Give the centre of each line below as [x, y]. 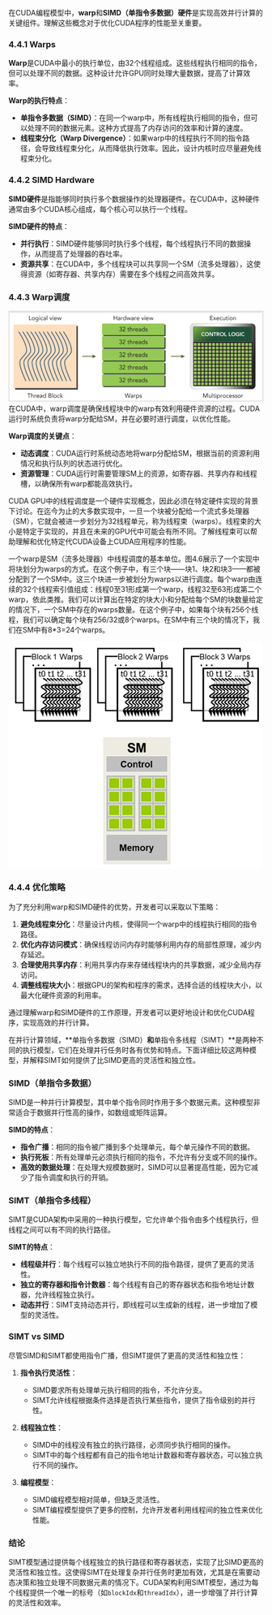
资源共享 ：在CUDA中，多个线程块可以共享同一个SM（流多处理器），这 [137, 264]
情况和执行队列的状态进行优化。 [73, 463]
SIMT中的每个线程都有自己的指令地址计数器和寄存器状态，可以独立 [144, 1455]
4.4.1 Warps [32, 44]
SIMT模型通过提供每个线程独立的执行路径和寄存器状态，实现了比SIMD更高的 [136, 1562]
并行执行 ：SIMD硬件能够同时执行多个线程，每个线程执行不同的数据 [132, 244]
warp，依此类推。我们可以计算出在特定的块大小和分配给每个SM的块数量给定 [136, 599]
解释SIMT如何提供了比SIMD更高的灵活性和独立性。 [115, 1060]
